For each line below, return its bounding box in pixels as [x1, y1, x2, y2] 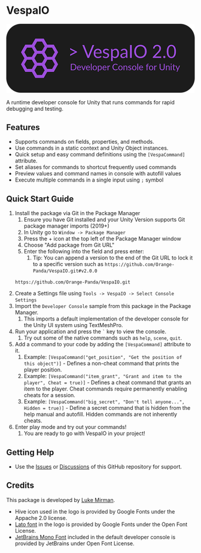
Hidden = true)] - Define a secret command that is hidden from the [23, 404, 191, 412]
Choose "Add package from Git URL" [23, 241, 115, 249]
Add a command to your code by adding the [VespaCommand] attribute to [14, 341, 191, 348]
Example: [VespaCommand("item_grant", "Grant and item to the [23, 373, 182, 380]
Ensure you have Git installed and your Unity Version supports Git [23, 216, 185, 223]
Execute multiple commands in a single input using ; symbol [14, 176, 164, 183]
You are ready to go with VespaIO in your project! [23, 430, 145, 437]
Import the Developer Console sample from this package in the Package [14, 303, 191, 310]
